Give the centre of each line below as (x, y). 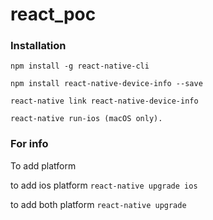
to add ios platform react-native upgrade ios (104, 185)
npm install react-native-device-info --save (106, 84)
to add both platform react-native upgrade (98, 204)
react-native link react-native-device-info (104, 101)
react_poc (53, 14)
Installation (38, 46)
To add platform (43, 165)
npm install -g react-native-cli (80, 66)
